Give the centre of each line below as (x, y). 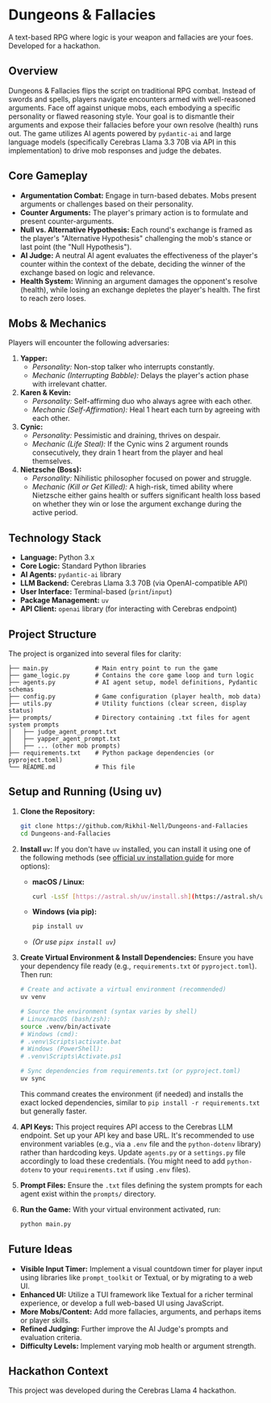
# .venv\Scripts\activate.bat (71, 1042)
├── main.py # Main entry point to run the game (113, 668)
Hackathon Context (58, 1371)
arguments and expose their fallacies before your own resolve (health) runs (133, 125)
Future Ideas (40, 1249)
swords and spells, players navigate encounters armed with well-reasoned (132, 99)
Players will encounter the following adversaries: (89, 343)
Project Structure (52, 634)
